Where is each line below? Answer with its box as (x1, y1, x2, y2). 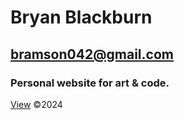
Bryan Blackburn (10, 6, 153, 29)
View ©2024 (10, 98, 63, 110)
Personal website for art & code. (10, 76, 170, 90)
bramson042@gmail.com (10, 46, 174, 63)
